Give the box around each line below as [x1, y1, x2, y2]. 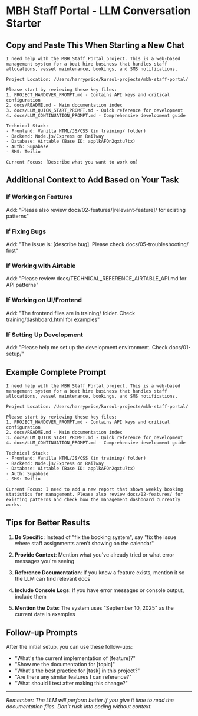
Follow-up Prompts [6, 627, 78, 637]
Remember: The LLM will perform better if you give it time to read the [6, 697, 174, 704]
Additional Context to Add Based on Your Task [6, 175, 179, 185]
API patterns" [6, 282, 39, 289]
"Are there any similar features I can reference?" [14, 674, 132, 681]
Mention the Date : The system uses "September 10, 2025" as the [14, 604, 174, 612]
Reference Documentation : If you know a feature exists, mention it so [14, 568, 185, 576]
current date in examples [14, 610, 75, 617]
